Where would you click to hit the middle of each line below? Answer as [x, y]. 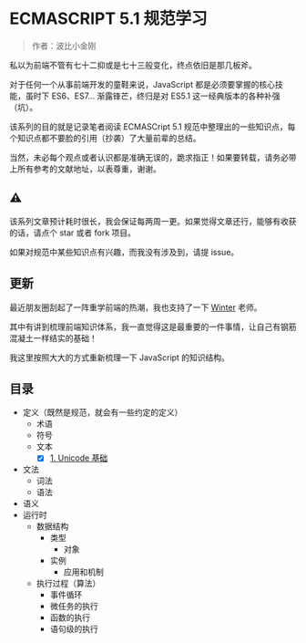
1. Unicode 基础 [79, 458]
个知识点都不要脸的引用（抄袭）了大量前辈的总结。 [105, 138]
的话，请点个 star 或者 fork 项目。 [73, 233]
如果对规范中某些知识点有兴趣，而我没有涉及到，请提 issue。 [124, 252]
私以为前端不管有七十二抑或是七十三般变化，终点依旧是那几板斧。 [133, 65]
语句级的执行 [74, 629]
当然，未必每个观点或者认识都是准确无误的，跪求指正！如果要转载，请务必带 [153, 157]
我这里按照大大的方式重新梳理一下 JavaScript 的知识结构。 [120, 358]
